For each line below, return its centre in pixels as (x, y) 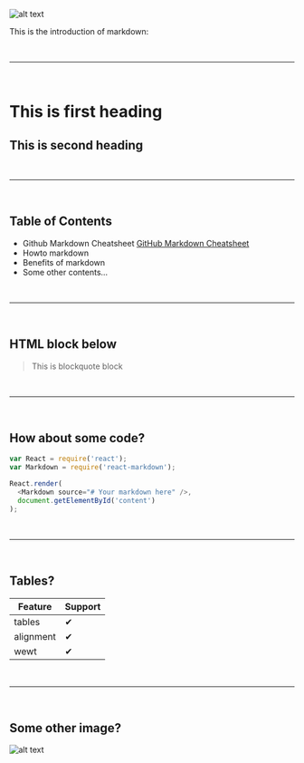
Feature (35, 606)
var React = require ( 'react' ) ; (68, 459)
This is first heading (86, 112)
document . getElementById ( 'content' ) (86, 500)
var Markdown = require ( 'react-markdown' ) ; (93, 468)
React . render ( (36, 484)
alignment (35, 636)
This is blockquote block (77, 366)
